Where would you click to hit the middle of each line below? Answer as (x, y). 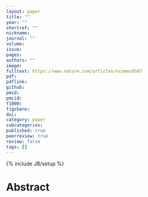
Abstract (28, 187)
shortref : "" (22, 28)
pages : (14, 55)
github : (16, 87)
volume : (16, 44)
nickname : (18, 33)
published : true (26, 131)
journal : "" (20, 38)
